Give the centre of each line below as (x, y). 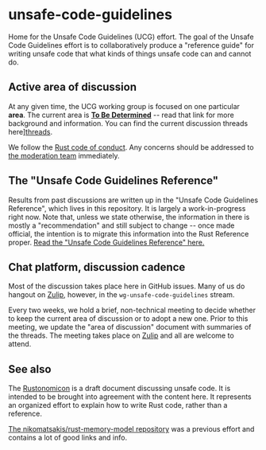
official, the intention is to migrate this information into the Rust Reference (129, 233)
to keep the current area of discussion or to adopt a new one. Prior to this (128, 319)
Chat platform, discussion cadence (97, 267)
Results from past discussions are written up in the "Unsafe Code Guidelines (133, 200)
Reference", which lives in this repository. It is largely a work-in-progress (127, 208)
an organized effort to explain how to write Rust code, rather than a (118, 405)
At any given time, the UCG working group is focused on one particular (124, 106)
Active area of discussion (73, 87)
